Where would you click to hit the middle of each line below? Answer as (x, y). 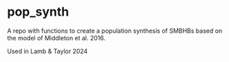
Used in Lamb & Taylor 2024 (47, 51)
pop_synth (38, 12)
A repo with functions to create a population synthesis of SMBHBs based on (115, 31)
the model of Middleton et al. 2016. (56, 37)
